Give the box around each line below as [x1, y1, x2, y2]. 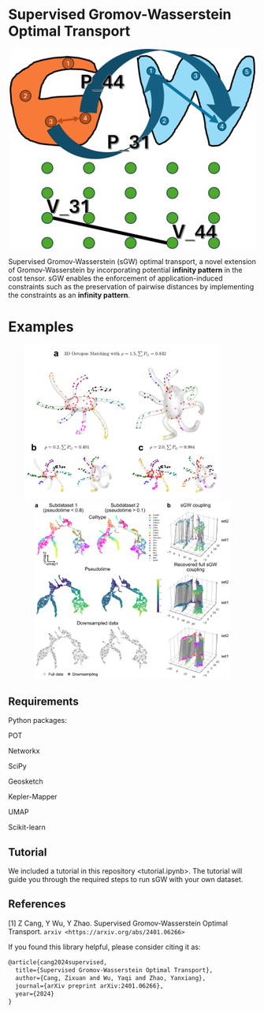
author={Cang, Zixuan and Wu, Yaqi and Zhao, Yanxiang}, [15, 974, 206, 982]
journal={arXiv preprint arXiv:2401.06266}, [15, 981, 164, 990]
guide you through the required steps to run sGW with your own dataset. [8, 874, 244, 884]
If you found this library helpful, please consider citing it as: [8, 942, 201, 952]
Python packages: [8, 716, 67, 725]
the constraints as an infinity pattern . [8, 290, 131, 300]
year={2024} [15, 989, 55, 998]
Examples [8, 318, 74, 336]
